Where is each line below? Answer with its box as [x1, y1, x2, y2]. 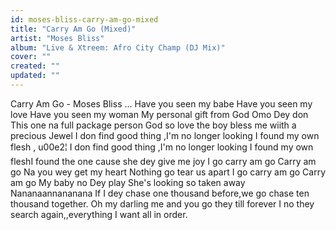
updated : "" [10, 71, 60, 81]
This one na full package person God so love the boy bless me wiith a [10, 119, 297, 131]
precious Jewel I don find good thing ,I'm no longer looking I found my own [10, 129, 320, 141]
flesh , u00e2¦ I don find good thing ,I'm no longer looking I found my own [10, 141, 314, 153]
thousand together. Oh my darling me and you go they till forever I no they [10, 197, 315, 210]
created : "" [10, 61, 60, 71]
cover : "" [10, 52, 52, 62]
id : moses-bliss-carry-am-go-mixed [10, 14, 159, 25]
